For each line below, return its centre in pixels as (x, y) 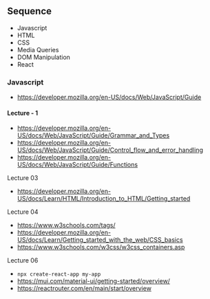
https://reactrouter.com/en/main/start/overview (84, 289)
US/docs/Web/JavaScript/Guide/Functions (77, 165)
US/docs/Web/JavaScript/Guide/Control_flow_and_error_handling (110, 150)
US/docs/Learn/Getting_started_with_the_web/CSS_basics (100, 240)
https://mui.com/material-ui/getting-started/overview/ (94, 281)
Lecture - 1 (23, 113)
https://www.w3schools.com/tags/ (66, 225)
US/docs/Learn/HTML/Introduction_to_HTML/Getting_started (104, 199)
